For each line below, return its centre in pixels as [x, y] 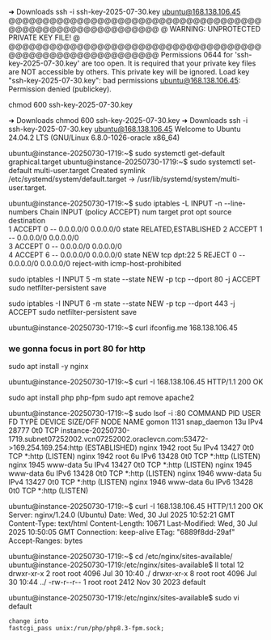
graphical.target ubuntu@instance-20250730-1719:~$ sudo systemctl [125, 162]
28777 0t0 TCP [34, 430]
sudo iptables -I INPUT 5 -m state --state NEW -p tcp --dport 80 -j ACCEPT [135, 279]
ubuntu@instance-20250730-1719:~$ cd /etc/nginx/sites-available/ [121, 557]
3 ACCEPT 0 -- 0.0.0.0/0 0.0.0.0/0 [66, 246]
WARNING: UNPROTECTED [215, 29]
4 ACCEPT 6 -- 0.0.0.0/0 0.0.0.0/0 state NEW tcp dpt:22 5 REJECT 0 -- [127, 255]
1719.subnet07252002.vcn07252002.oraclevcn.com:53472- [108, 439]
